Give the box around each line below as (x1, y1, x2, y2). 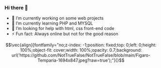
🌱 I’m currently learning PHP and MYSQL (11, 20, 93, 26)
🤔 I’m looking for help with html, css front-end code (11, 26, 114, 31)
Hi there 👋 (4, 4, 29, 11)
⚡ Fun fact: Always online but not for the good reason (11, 31, 118, 37)
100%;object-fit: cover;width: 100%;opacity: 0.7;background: (20, 47, 142, 53)
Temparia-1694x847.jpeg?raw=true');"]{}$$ (37, 57, 125, 63)
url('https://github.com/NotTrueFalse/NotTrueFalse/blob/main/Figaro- (11, 53, 151, 58)
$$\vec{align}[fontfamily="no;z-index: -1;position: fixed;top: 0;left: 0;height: (5, 42, 157, 48)
